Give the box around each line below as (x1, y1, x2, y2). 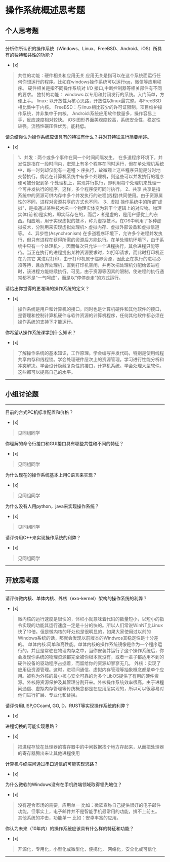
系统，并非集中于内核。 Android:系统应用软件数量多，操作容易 (22, 110, 152, 116)
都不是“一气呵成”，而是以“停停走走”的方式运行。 (22, 275, 123, 281)
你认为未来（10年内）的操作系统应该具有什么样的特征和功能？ (5, 825, 134, 831)
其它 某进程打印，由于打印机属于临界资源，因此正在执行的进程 (26, 256, 157, 261)
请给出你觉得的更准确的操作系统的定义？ (5, 286, 90, 291)
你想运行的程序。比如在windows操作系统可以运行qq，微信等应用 (22, 79, 157, 85)
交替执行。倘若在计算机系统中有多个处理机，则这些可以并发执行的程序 (17, 173, 164, 179)
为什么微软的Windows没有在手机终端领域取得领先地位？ (5, 781, 122, 788)
